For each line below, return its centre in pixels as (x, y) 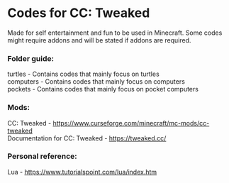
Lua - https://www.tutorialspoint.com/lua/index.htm (82, 172)
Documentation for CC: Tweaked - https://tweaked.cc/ (87, 138)
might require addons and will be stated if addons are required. (99, 40)
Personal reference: (42, 156)
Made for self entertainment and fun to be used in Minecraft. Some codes (115, 33)
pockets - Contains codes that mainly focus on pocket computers (103, 89)
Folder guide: (31, 58)
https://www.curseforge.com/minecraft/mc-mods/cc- (131, 123)
